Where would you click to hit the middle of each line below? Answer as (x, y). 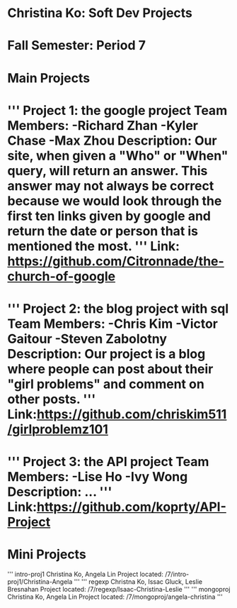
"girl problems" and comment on (106, 384)
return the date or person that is (103, 231)
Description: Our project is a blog (106, 354)
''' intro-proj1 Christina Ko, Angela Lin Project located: (86, 574)
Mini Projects (47, 554)
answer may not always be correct (111, 186)
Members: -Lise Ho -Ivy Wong (98, 477)
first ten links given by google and (109, 216)
